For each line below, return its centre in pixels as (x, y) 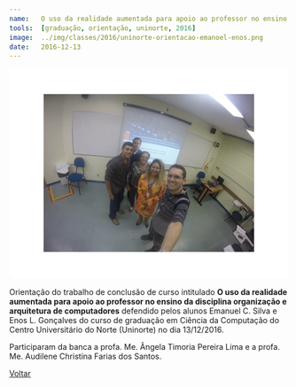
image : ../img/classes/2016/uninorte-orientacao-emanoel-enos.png (136, 37)
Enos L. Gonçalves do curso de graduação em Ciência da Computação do (144, 320)
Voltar (20, 373)
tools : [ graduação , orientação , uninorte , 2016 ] (103, 28)
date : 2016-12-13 (45, 47)
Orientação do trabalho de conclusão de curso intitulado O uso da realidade (148, 291)
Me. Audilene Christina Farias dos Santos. (86, 356)
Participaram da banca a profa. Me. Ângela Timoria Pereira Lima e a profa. (145, 346)
